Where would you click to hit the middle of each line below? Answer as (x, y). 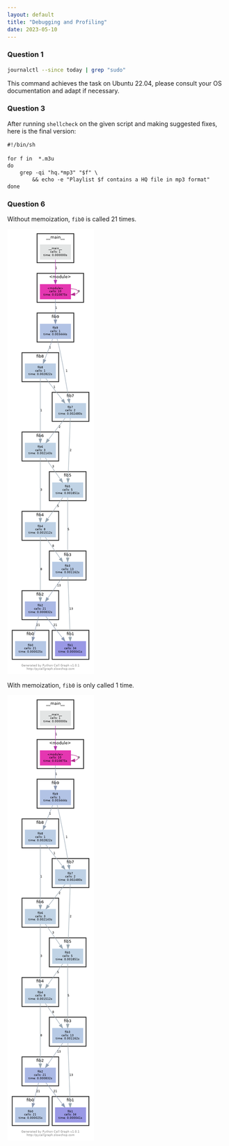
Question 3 (26, 109)
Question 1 (25, 54)
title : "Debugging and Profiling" (57, 22)
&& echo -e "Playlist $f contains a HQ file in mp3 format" (121, 180)
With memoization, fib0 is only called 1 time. (71, 685)
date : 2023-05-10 (32, 29)
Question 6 (26, 204)
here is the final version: (42, 131)
